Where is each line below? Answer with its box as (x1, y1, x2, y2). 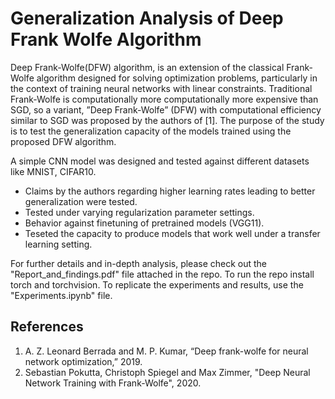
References (10, 318, 84, 336)
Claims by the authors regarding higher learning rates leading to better (24, 185, 316, 197)
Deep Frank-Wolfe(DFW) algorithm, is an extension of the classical (10, 61, 285, 73)
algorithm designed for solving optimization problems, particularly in (36, 72, 318, 84)
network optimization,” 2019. (24, 355, 143, 367)
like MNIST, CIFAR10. (10, 165, 97, 177)
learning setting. (24, 238, 93, 250)
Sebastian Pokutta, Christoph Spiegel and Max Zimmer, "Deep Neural (24, 366, 311, 378)
